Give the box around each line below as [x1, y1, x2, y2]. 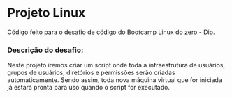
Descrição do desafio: [7, 45, 84, 55]
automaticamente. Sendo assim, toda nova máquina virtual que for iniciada [7, 76, 222, 84]
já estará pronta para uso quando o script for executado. [7, 83, 170, 92]
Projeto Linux [7, 5, 86, 21]
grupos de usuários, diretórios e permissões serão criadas [7, 68, 176, 77]
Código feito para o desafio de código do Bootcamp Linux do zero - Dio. [7, 28, 215, 36]
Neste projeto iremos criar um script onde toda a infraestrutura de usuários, [7, 61, 226, 70]
